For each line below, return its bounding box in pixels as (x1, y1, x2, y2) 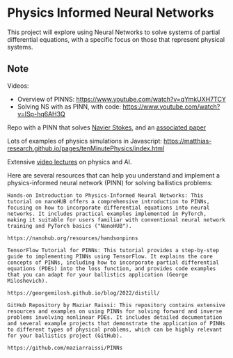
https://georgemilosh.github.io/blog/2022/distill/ (7, 289, 160, 297)
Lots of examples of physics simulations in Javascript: (7, 137, 162, 145)
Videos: (7, 81, 29, 90)
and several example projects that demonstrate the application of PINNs (7, 320, 226, 327)
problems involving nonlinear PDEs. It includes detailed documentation (7, 313, 223, 321)
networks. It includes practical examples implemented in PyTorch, (7, 210, 207, 217)
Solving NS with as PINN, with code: (17, 102, 122, 111)
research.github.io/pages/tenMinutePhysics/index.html (7, 144, 165, 153)
